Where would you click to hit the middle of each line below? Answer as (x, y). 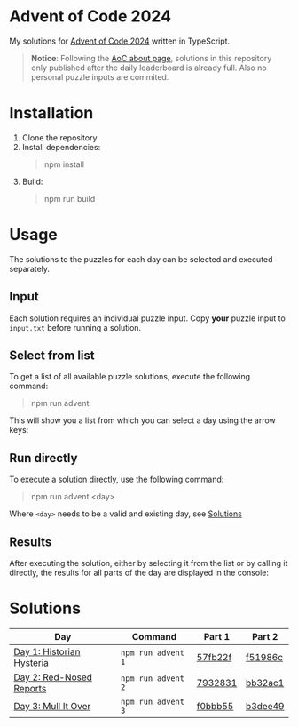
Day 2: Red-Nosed (53, 677)
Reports (30, 688)
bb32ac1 (265, 683)
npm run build (70, 198)
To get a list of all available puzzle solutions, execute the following (130, 377)
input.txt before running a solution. (75, 327)
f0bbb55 (215, 706)
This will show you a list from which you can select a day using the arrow (143, 420)
